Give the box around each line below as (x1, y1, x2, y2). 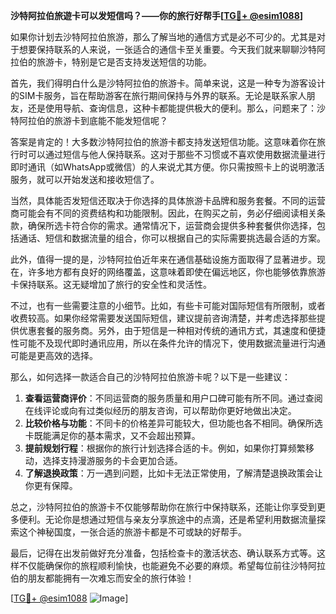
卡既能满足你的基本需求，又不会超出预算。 (24, 430, 201, 441)
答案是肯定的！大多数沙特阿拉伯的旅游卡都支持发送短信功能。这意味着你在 (10, 136, 317, 148)
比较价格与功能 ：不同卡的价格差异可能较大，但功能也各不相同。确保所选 (24, 417, 323, 429)
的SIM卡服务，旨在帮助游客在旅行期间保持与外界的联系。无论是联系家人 (10, 90, 307, 101)
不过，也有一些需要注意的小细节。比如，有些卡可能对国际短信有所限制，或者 (10, 300, 326, 311)
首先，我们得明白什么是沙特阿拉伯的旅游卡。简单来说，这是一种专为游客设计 (10, 77, 326, 89)
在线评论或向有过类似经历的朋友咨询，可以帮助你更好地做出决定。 (24, 405, 297, 416)
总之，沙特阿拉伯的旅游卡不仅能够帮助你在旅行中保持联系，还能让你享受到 (10, 501, 317, 513)
